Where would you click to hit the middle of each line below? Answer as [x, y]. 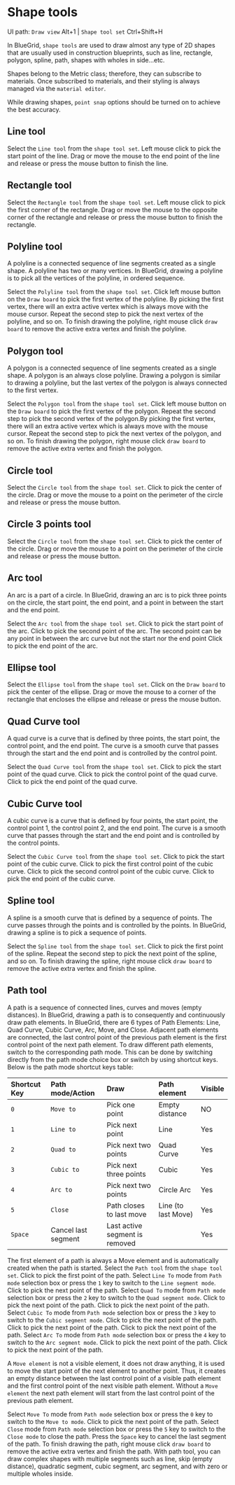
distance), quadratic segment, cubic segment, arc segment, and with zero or [117, 1466]
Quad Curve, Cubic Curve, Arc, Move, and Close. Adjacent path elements [113, 1030]
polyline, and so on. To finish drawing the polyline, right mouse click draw [113, 322]
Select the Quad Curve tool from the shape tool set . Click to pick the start [114, 767]
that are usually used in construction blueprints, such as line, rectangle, [110, 53]
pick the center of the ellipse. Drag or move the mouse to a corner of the [112, 692]
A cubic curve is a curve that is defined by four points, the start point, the [113, 821]
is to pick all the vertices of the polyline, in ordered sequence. [96, 278]
